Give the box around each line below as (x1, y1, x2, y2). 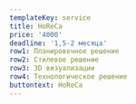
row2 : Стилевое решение (9, 55, 100, 64)
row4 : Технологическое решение (9, 72, 128, 81)
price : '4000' (9, 30, 63, 39)
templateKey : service (9, 13, 92, 23)
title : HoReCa (9, 22, 63, 31)
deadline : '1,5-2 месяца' (9, 38, 107, 48)
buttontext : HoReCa (9, 80, 83, 90)
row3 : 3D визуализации (9, 64, 95, 73)
